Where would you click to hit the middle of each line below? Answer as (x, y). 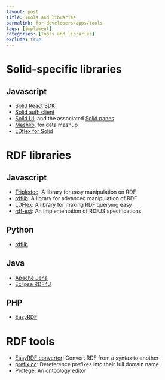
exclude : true (24, 40)
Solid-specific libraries (64, 69)
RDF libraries (39, 156)
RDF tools (30, 341)
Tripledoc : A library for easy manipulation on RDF (75, 192)
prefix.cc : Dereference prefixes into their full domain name (87, 364)
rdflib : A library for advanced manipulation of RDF (76, 198)
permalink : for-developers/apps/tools (54, 23)
